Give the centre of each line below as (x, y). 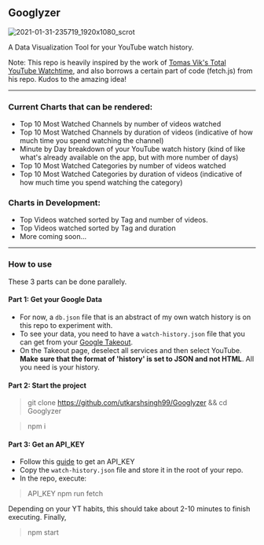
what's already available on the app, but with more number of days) (129, 157)
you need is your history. (59, 367)
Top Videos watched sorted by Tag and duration (98, 228)
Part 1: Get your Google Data (55, 300)
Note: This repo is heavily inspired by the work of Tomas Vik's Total (117, 62)
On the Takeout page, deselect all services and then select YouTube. (130, 350)
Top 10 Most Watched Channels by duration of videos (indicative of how (136, 132)
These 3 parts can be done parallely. (68, 282)
